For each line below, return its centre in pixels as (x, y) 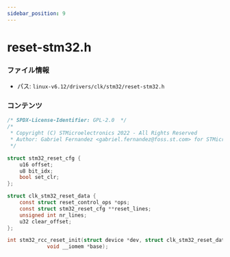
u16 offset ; (36, 164)
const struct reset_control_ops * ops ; (75, 203)
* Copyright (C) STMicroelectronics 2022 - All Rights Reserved (103, 133)
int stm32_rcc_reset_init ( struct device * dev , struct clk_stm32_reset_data (117, 241)
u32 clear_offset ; (46, 221)
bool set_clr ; (39, 178)
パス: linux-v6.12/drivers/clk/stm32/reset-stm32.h (91, 86)
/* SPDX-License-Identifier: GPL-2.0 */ (67, 121)
